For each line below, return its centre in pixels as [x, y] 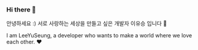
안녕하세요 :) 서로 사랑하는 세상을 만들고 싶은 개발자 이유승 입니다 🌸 [87, 23]
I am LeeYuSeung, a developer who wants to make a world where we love [99, 36]
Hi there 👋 [21, 10]
